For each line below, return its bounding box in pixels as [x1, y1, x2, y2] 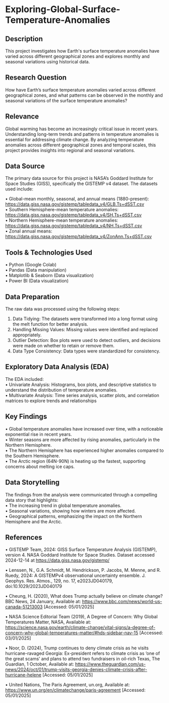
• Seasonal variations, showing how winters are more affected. [5, 507, 136, 514]
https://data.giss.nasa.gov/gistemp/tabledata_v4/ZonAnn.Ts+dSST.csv [5, 233, 152, 240]
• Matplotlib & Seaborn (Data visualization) [5, 272, 94, 279]
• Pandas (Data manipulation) [5, 267, 67, 273]
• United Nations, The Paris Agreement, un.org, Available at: [5, 682, 130, 688]
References [5, 533, 42, 541]
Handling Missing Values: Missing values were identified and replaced [12, 327, 158, 333]
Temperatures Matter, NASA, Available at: [5, 619, 92, 625]
